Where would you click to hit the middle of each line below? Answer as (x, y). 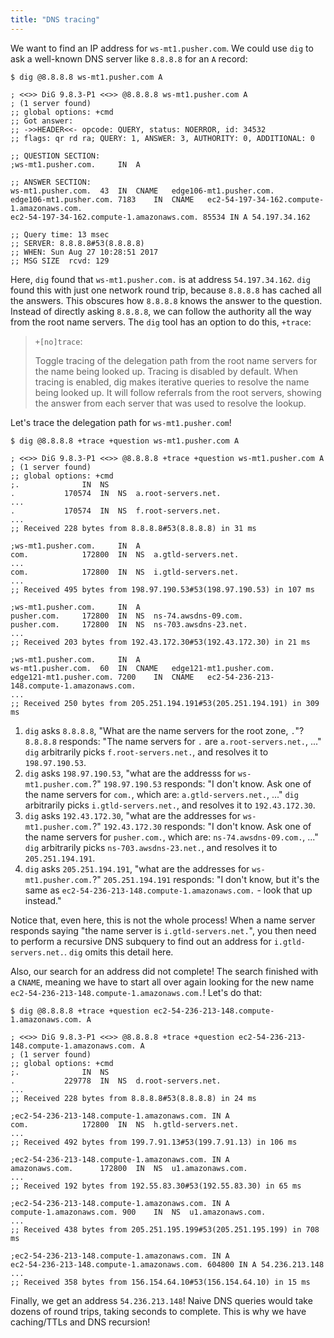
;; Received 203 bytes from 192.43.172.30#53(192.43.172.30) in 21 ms (160, 642)
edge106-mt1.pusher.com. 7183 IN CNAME (102, 199)
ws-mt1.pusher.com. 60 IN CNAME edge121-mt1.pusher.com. (142, 668)
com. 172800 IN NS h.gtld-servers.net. (125, 1124)
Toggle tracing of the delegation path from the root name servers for (176, 360)
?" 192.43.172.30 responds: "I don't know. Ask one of (202, 826)
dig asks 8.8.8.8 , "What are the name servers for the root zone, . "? (164, 730)
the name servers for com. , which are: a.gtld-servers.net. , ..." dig (161, 794)
